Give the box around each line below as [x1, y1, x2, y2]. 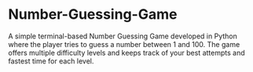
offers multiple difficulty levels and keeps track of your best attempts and [8, 48, 245, 57]
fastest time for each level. [8, 56, 94, 66]
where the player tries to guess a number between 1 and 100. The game [8, 39, 240, 49]
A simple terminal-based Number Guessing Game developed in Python [8, 31, 237, 41]
